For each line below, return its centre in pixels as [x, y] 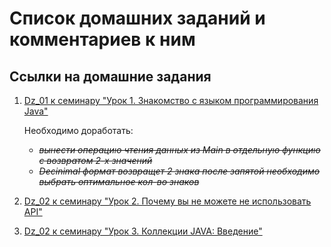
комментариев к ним [102, 39]
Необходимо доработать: [78, 130]
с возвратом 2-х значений [95, 160]
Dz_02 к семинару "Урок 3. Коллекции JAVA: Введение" [143, 231]
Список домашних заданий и [137, 18]
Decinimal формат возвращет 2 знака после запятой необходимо [179, 171]
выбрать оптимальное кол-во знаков [119, 181]
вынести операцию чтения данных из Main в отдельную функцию [179, 150]
